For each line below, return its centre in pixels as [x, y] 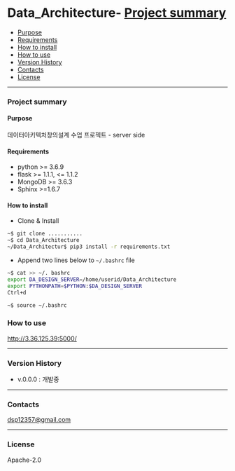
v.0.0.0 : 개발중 [38, 379]
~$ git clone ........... [45, 234]
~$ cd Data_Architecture [43, 240]
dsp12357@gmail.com [39, 420]
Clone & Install [38, 221]
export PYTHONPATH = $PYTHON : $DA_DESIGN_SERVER [74, 286]
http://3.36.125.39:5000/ [42, 339]
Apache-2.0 [24, 460]
